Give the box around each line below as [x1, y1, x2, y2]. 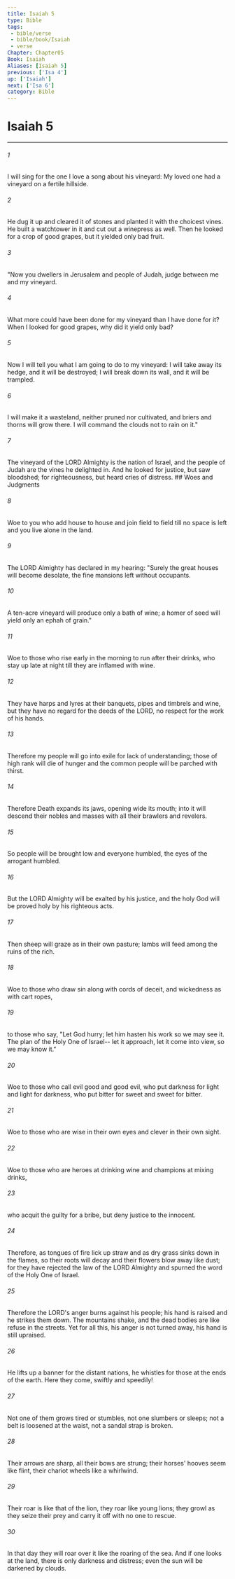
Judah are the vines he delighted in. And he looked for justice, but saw [7, 466, 211, 474]
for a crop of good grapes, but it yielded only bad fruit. [7, 232, 164, 241]
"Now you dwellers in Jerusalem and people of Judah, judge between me [7, 270, 219, 279]
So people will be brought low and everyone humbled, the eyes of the [7, 849, 208, 858]
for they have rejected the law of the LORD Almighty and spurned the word [7, 1263, 222, 1272]
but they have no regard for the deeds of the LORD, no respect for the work [7, 707, 225, 715]
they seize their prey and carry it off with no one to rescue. [7, 1511, 177, 1519]
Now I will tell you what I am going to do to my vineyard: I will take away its [7, 361, 222, 369]
